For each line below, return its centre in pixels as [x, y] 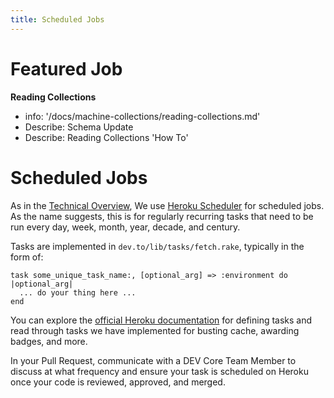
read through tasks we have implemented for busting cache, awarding [155, 330]
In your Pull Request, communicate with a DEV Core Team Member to [153, 360]
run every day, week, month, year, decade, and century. [125, 227]
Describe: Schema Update [79, 127]
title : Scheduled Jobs [57, 19]
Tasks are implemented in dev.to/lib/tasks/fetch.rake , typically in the [157, 246]
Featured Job [66, 68]
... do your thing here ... [78, 292]
